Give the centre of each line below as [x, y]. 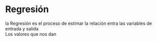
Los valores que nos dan [31, 34]
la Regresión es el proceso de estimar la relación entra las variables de [79, 23]
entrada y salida [22, 28]
